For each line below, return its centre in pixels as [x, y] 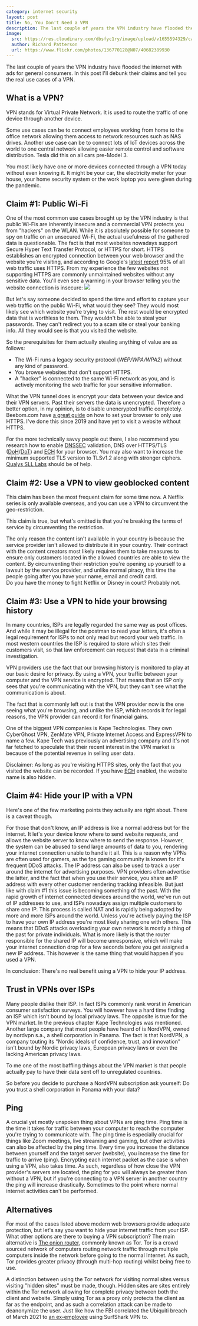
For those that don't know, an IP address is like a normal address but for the [98, 827]
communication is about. [36, 693]
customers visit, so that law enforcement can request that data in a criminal [98, 650]
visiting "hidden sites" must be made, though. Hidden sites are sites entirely [98, 1286]
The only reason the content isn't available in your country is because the [95, 539]
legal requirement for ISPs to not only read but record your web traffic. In [94, 637]
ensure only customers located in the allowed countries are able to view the [98, 558]
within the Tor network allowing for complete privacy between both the [92, 1292]
